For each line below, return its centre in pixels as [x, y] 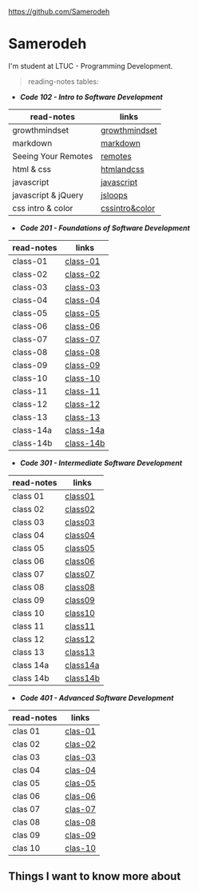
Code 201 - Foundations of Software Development [105, 228]
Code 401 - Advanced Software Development [97, 697]
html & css [32, 169]
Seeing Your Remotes [53, 156]
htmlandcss [123, 169]
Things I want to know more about [95, 876]
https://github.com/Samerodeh [59, 12]
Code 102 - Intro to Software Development [91, 97]
